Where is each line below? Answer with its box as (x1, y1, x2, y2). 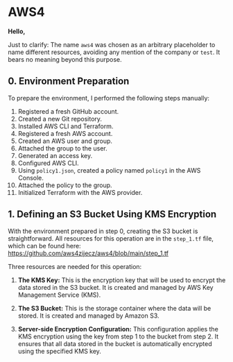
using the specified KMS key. (17, 347, 101, 355)
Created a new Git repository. (17, 114, 103, 123)
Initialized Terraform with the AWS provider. (17, 188, 143, 196)
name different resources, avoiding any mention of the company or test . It (8, 48, 221, 56)
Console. (17, 173, 44, 182)
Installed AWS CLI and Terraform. (17, 122, 114, 130)
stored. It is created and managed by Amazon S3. (17, 311, 159, 320)
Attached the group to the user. (17, 144, 107, 153)
